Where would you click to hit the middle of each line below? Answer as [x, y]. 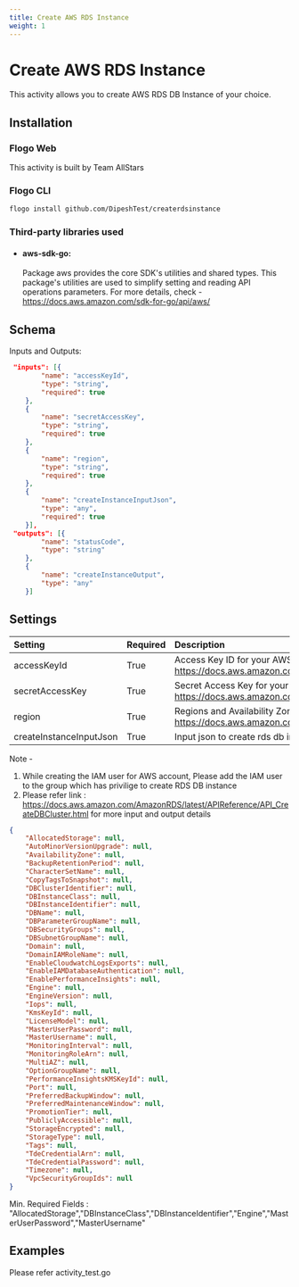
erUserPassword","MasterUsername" [77, 1223]
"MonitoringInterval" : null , [79, 1046]
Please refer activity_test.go [60, 1272]
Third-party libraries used [67, 232]
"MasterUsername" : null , [71, 1038]
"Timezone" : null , [59, 1170]
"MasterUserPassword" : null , [79, 1029]
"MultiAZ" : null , [57, 1063]
